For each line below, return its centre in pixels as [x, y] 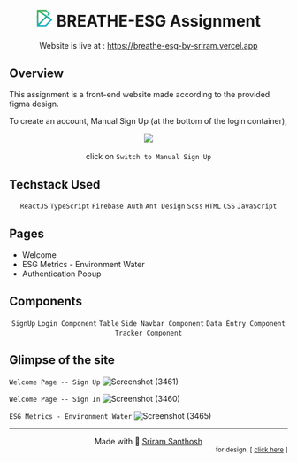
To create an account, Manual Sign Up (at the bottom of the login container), [148, 121]
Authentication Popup [61, 274]
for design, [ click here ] [251, 450]
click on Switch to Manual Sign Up [148, 157]
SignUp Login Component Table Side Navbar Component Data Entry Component [148, 323]
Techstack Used [55, 185]
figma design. [34, 104]
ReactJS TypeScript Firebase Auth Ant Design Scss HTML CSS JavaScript [148, 207]
